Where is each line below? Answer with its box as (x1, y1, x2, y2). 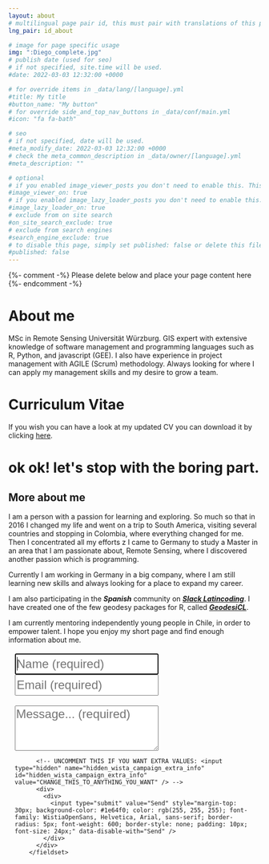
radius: (14, 820, 40, 828)
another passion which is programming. (8, 555, 139, 563)
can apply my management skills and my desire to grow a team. (8, 368, 219, 377)
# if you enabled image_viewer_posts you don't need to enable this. (8, 181, 246, 189)
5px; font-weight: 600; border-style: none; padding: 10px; (42, 820, 248, 828)
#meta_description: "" (8, 159, 84, 168)
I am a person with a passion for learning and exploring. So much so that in (8, 512, 256, 521)
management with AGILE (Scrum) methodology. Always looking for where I (8, 359, 255, 369)
